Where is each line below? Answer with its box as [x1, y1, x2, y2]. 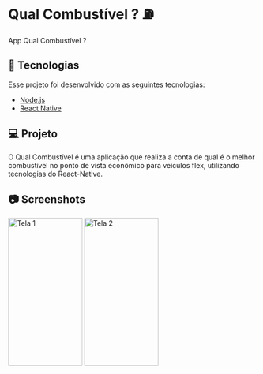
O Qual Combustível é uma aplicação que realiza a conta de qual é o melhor [8, 152, 255, 162]
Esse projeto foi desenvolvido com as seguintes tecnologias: [8, 80, 205, 89]
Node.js [19, 95, 46, 104]
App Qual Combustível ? [8, 36, 87, 45]
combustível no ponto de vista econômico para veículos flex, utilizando [8, 160, 239, 170]
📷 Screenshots [8, 193, 85, 206]
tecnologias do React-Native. [8, 169, 103, 178]
